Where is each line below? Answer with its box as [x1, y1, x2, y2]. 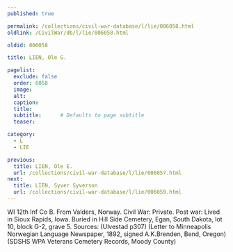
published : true [7, 10, 54, 17]
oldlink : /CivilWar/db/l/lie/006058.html [7, 29, 129, 36]
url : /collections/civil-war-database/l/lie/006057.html [13, 169, 182, 176]
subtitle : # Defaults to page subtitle [13, 112, 145, 119]
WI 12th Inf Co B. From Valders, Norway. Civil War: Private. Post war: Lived [7, 208, 220, 216]
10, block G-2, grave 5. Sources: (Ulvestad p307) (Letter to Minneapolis [7, 222, 211, 230]
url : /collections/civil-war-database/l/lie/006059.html [13, 189, 182, 196]
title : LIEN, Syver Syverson [13, 182, 98, 190]
